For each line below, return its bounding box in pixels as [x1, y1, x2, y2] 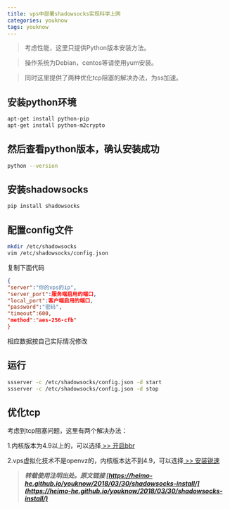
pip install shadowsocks [7, 202, 80, 210]
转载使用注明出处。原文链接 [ [24, 472, 109, 480]
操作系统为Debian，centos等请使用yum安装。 [24, 59, 158, 67]
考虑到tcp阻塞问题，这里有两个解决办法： [7, 427, 128, 435]
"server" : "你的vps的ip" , [7, 283, 77, 291]
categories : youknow [7, 17, 68, 24]
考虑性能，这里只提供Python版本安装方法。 [24, 44, 151, 52]
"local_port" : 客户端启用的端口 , [7, 297, 94, 304]
